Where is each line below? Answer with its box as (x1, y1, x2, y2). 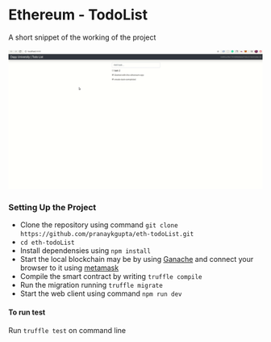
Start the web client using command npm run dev (19, 289, 183, 298)
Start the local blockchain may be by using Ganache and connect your (19, 255, 254, 264)
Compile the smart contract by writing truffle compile (19, 272, 203, 281)
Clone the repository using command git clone (19, 220, 179, 230)
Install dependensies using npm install (19, 246, 152, 255)
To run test (8, 307, 46, 317)
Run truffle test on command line (8, 325, 127, 335)
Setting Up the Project (8, 201, 97, 213)
